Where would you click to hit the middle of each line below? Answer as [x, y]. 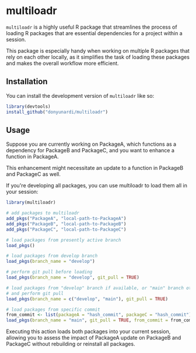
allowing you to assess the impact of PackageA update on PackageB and [94, 338]
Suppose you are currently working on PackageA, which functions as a [91, 144]
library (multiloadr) [31, 203]
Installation [27, 82]
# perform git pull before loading [49, 272]
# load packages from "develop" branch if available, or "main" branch [95, 288]
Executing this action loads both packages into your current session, [88, 331]
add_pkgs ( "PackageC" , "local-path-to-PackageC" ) [66, 229]
